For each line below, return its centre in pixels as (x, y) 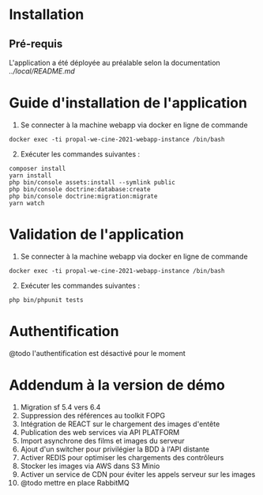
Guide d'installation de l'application (128, 103)
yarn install (30, 176)
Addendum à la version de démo (117, 385)
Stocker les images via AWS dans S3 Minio (90, 466)
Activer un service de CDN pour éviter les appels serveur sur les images (138, 474)
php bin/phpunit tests (46, 300)
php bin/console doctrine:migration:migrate (83, 196)
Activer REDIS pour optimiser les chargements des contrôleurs (122, 457)
